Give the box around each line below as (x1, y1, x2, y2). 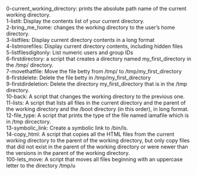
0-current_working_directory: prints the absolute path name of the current (6, 5, 187, 12)
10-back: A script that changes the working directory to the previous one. (6, 93, 185, 100)
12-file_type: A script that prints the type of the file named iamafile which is (6, 112, 189, 119)
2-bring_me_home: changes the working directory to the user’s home (6, 24, 176, 31)
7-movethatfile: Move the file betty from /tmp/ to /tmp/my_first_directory (6, 68, 182, 74)
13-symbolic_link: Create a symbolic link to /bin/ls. (6, 124, 128, 131)
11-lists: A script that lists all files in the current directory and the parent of (6, 99, 186, 106)
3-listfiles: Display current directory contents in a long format (6, 37, 155, 43)
